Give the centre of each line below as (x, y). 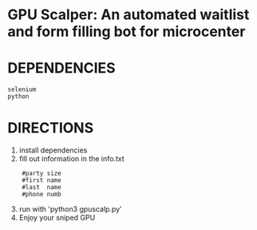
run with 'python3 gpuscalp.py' (71, 209)
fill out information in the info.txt (71, 159)
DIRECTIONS (50, 128)
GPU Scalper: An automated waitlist (128, 15)
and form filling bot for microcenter (127, 32)
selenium (22, 89)
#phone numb (42, 194)
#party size (42, 173)
